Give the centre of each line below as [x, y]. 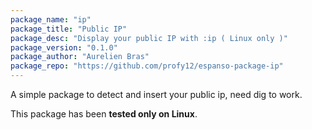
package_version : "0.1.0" [64, 47]
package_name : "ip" [51, 19]
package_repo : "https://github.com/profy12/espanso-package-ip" [147, 66]
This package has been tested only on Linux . [104, 114]
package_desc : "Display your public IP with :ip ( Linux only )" [149, 38]
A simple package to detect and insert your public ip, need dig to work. [156, 94]
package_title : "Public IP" [69, 29]
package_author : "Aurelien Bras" [80, 57]
